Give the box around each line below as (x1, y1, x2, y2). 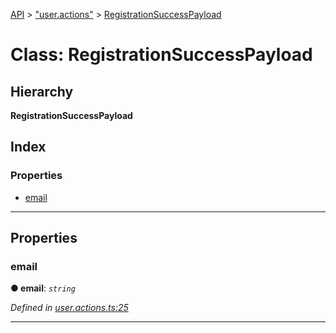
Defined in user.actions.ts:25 (10, 302, 129, 314)
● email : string (10, 282, 76, 294)
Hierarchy (10, 83, 74, 100)
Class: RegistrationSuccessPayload (10, 44, 313, 66)
